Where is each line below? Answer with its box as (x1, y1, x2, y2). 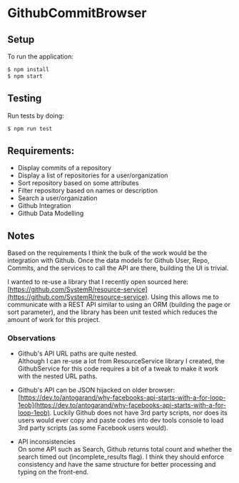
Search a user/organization (17, 194, 98, 202)
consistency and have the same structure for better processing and (17, 460, 216, 469)
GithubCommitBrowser (7, 5, 147, 21)
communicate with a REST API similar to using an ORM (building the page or (7, 301, 230, 309)
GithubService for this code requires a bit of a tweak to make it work (17, 365, 219, 373)
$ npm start (7, 73, 43, 80)
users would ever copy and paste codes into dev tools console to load (17, 416, 224, 425)
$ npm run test (7, 125, 53, 133)
